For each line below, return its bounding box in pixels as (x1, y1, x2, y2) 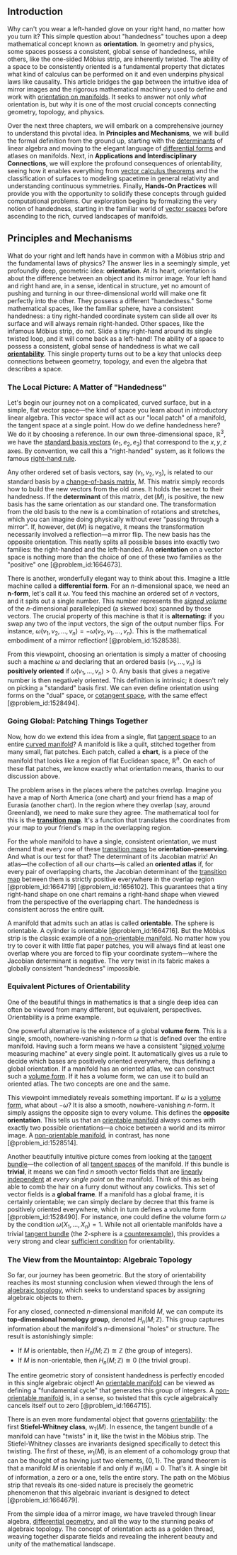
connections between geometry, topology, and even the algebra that (7, 356, 207, 365)
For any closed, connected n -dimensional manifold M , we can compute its (7, 1306, 224, 1316)
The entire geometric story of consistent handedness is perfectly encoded (7, 1371, 224, 1380)
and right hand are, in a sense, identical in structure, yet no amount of (7, 281, 211, 290)
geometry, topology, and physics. (7, 107, 105, 116)
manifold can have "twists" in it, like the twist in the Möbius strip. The (7, 1432, 209, 1441)
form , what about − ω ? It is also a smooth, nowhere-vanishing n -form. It (7, 1101, 215, 1109)
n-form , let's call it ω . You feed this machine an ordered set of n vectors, (7, 589, 219, 598)
